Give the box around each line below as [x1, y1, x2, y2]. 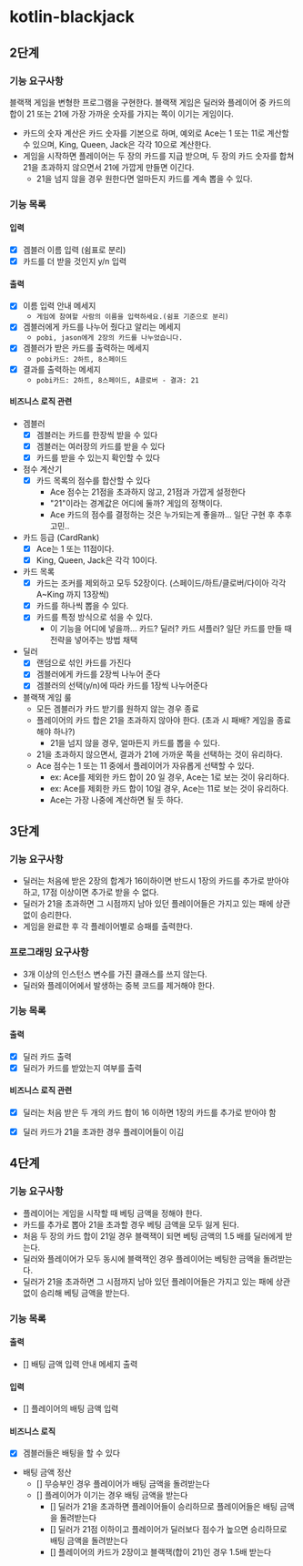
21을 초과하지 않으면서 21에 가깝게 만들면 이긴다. [22, 161, 195, 172]
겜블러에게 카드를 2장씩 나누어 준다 [35, 669, 161, 680]
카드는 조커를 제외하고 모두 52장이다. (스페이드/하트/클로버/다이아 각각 [35, 578, 287, 589]
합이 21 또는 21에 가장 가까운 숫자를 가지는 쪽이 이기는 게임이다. [9, 107, 234, 119]
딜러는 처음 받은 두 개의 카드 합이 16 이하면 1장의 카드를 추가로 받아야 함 [22, 1107, 277, 1118]
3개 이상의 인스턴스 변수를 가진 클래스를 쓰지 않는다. [22, 968, 207, 979]
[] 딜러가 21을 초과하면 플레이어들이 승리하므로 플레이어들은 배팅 [49, 1501, 278, 1512]
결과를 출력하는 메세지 [22, 363, 102, 374]
